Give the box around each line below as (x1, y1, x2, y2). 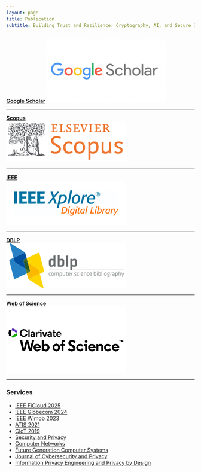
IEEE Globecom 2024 (14, 408, 68, 415)
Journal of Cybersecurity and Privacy (14, 452, 108, 460)
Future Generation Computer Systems (14, 446, 109, 453)
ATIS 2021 (14, 421, 40, 428)
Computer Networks (14, 440, 66, 447)
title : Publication (6, 16, 55, 22)
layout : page (6, 10, 39, 16)
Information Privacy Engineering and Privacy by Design (14, 459, 151, 466)
